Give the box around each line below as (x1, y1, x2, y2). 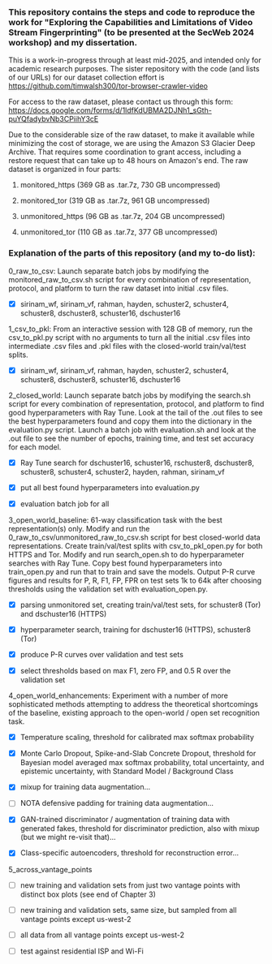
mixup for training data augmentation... (19, 782, 151, 792)
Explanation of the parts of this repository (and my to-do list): (8, 247, 256, 259)
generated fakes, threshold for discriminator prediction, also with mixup (19, 824, 260, 833)
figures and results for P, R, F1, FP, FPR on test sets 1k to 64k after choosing (8, 575, 262, 585)
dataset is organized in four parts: (8, 165, 122, 174)
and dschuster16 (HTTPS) (19, 609, 107, 618)
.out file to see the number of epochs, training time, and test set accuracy (8, 433, 254, 443)
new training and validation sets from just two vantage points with (19, 880, 241, 890)
